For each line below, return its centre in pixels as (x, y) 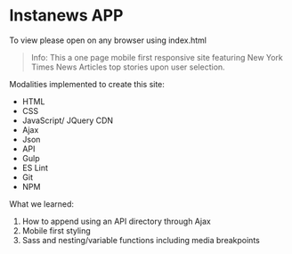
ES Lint (35, 168)
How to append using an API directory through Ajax (116, 221)
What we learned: (41, 204)
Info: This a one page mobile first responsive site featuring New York (157, 57)
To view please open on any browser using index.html (108, 40)
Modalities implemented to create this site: (87, 84)
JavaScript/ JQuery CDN (68, 120)
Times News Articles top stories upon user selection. (128, 67)
